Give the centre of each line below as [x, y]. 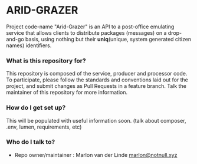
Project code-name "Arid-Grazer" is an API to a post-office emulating [90, 27]
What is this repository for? [46, 61]
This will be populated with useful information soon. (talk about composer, [96, 120]
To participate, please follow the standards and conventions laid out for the [97, 80]
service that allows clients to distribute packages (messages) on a [86, 32]
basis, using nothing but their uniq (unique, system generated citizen [109, 39]
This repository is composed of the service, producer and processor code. [97, 74]
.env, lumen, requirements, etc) [44, 127]
